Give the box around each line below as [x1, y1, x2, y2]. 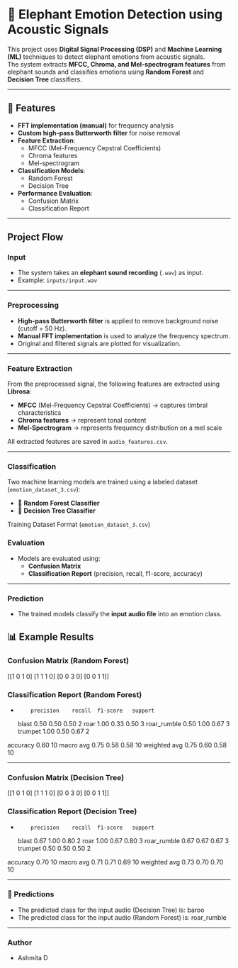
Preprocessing [7, 301, 59, 311]
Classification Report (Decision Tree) [7, 806, 137, 816]
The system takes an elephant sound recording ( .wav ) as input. [17, 269, 204, 277]
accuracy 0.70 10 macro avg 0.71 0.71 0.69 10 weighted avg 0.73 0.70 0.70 [7, 857, 224, 866]
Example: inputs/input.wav [17, 276, 98, 284]
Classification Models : [17, 166, 86, 174]
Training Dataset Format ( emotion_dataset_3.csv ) [7, 521, 151, 529]
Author [7, 938, 33, 947]
